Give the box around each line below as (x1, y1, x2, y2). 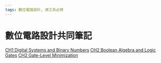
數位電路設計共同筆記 (5, 30, 93, 41)
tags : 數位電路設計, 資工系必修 (5, 7, 64, 12)
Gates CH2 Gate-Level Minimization (5, 52, 78, 58)
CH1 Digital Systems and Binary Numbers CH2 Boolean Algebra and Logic (5, 47, 156, 53)
